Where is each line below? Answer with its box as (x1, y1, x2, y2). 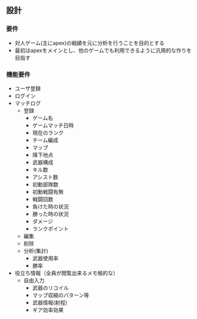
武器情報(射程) (32, 299, 68, 306)
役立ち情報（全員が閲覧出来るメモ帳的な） (14, 269, 119, 276)
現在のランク (32, 129, 64, 136)
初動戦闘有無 (32, 188, 64, 195)
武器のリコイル (32, 284, 69, 291)
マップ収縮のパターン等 (32, 291, 90, 298)
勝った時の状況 (32, 210, 69, 217)
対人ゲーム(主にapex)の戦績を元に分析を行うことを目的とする (14, 39, 165, 46)
